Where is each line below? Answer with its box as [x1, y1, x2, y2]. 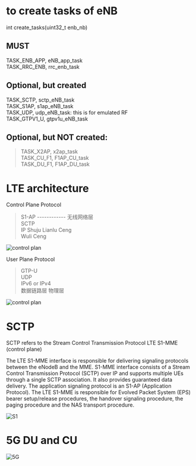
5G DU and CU [6, 434, 78, 447]
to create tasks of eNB [6, 4, 118, 18]
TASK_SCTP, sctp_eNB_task [6, 96, 75, 103]
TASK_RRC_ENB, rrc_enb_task [6, 63, 80, 70]
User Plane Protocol [6, 256, 55, 263]
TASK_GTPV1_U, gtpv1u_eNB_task [6, 115, 88, 122]
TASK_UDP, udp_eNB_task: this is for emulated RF [6, 109, 128, 116]
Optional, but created [6, 80, 87, 90]
